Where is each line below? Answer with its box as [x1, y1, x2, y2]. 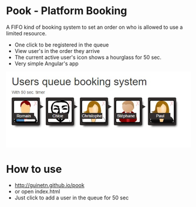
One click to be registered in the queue [14, 41, 109, 48]
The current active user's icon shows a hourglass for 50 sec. [14, 54, 162, 61]
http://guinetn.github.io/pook [14, 182, 85, 189]
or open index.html [14, 188, 60, 195]
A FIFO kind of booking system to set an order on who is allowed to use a [6, 24, 183, 31]
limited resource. [6, 29, 47, 36]
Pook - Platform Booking [6, 4, 127, 18]
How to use [6, 162, 62, 176]
